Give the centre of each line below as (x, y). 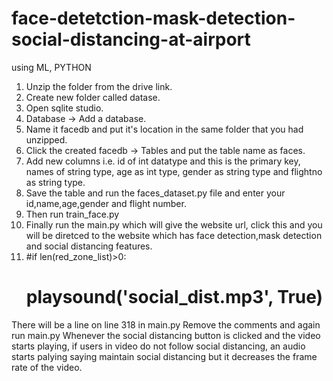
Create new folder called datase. (93, 97)
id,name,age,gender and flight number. (106, 203)
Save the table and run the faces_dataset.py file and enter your (155, 193)
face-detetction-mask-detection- (153, 18)
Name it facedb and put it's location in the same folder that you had (164, 129)
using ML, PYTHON (51, 67)
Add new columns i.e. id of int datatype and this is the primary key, (163, 161)
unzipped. (46, 139)
